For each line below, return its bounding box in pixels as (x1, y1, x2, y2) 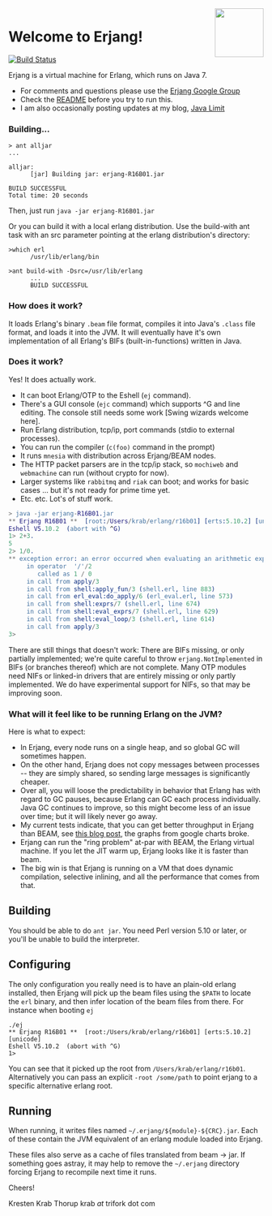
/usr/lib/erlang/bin (29, 253, 100, 261)
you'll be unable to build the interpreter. (8, 934, 140, 944)
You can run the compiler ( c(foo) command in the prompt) (19, 442, 215, 451)
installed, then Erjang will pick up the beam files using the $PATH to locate (8, 988, 252, 998)
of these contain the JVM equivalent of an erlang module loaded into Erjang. (8, 1134, 263, 1144)
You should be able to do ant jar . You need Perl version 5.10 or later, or (8, 925, 247, 935)
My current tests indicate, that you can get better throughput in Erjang (19, 820, 254, 830)
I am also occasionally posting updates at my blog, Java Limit (19, 103, 225, 113)
